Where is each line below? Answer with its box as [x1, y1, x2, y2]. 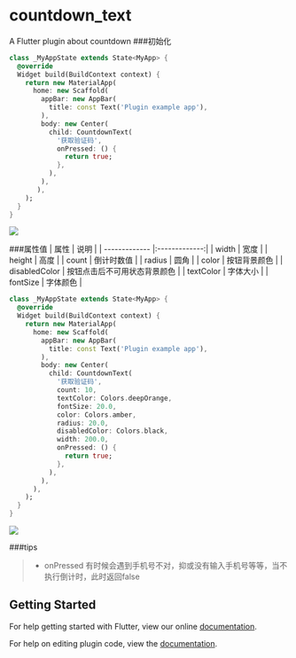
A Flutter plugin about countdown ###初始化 [9, 35, 172, 46]
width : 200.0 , [56, 435, 109, 444]
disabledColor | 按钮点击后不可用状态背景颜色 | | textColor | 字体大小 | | [9, 266, 269, 277]
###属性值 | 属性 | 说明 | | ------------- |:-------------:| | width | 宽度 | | [9, 244, 269, 255]
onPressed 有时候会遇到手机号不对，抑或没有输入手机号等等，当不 [43, 560, 288, 571]
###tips [9, 542, 38, 552]
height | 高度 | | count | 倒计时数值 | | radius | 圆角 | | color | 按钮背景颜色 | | [9, 255, 284, 266]
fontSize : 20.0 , [56, 402, 117, 411]
